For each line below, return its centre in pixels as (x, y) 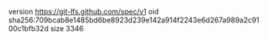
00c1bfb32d (28, 28)
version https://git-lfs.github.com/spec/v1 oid (84, 12)
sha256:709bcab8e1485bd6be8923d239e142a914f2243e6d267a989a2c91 (134, 20)
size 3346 (67, 28)
